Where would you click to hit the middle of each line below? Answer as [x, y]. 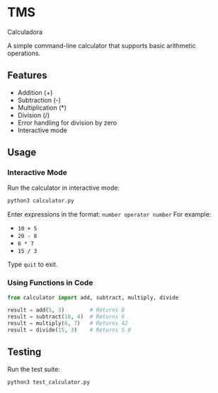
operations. [24, 53]
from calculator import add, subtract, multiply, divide [93, 297]
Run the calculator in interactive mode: [64, 188]
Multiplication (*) [42, 108]
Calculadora [25, 32]
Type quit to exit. [33, 264]
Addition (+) [35, 92]
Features [27, 75]
